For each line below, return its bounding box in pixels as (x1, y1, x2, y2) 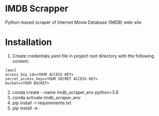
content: (12, 58, 30, 64)
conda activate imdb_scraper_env (12, 94, 81, 100)
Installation (5, 37, 52, 48)
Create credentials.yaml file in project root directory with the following (12, 53, 154, 59)
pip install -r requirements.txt (12, 100, 71, 106)
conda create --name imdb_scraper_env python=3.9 (12, 89, 119, 95)
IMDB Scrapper (5, 3, 68, 14)
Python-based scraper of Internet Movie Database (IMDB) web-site (5, 19, 142, 25)
